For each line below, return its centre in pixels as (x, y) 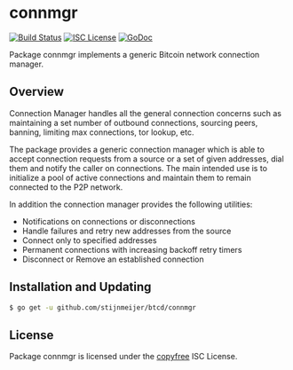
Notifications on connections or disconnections (108, 221)
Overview (37, 92)
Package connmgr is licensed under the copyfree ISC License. (123, 357)
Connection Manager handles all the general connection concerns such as (146, 113)
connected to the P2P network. (66, 187)
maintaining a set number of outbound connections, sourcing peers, (134, 122)
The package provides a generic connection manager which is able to (137, 149)
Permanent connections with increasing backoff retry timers (132, 249)
